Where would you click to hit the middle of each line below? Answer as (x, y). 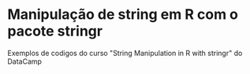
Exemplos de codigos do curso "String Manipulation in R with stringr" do (125, 53)
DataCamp (25, 61)
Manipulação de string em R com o (123, 15)
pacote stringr (55, 31)
